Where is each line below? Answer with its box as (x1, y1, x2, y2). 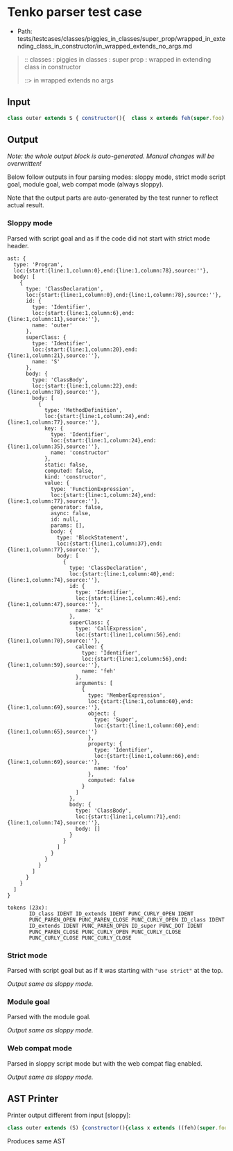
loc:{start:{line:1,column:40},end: (69, 570, 175, 578)
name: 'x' (75, 607, 104, 614)
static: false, (44, 461, 89, 468)
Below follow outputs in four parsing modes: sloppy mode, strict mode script (7, 173, 226, 181)
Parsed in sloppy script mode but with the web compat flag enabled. (7, 1059, 202, 1068)
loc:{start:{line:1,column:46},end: (75, 594, 182, 602)
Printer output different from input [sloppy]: (7, 1111, 130, 1120)
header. (7, 241, 29, 250)
